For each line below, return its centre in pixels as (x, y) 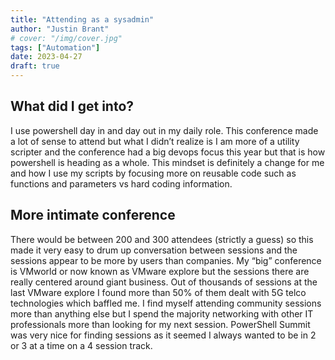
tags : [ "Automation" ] (55, 47)
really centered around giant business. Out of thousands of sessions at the (164, 282)
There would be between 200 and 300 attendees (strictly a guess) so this (162, 239)
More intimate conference (93, 215)
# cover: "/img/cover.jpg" (66, 38)
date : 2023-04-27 (46, 57)
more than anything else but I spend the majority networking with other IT (162, 313)
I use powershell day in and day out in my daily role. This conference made (164, 130)
